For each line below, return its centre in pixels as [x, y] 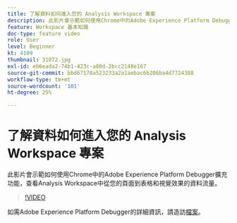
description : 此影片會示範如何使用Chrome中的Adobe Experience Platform [108, 20]
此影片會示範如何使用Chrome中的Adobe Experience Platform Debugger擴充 [117, 174]
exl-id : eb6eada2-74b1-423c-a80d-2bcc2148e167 [77, 66]
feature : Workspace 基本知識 [48, 27]
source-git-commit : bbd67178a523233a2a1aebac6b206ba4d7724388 [101, 73]
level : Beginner [31, 47]
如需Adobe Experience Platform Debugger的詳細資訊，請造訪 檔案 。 [106, 212]
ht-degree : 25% [30, 92]
